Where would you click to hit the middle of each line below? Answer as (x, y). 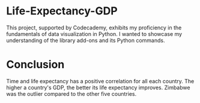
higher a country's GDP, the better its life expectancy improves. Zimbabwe (98, 87)
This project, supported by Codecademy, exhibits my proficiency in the (94, 28)
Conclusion (35, 65)
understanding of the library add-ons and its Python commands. (86, 40)
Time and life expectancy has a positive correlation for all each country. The (100, 81)
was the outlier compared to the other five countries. (71, 93)
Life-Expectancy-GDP (62, 11)
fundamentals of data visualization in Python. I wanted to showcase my (94, 34)
